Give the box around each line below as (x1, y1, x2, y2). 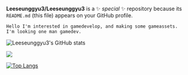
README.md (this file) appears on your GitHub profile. (6, 12, 133, 19)
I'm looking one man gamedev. (6, 29, 82, 35)
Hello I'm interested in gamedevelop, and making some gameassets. (6, 23, 178, 29)
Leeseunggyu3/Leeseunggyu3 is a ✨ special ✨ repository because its (6, 5, 183, 12)
